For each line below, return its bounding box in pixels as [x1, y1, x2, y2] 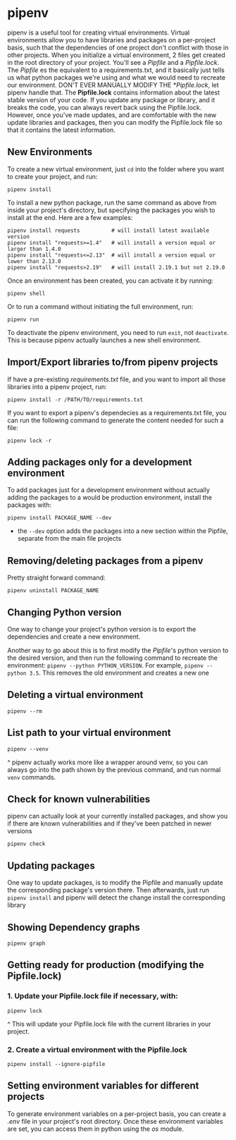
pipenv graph [7, 940, 46, 948]
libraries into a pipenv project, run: [7, 382, 107, 391]
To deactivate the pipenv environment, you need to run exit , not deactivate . [7, 328, 229, 336]
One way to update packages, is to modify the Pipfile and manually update [7, 878, 223, 887]
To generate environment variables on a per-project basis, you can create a [7, 1109, 227, 1118]
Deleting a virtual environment [7, 689, 144, 701]
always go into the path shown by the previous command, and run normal [7, 765, 221, 773]
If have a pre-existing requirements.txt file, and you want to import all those [7, 375, 226, 384]
